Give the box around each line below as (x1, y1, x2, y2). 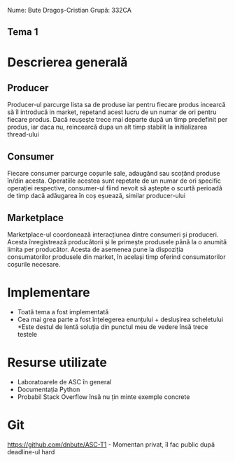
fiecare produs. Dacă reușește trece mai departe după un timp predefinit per (7, 115, 228, 124)
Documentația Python (17, 385, 80, 393)
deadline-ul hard (7, 447, 55, 456)
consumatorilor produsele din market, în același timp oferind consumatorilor (7, 253, 226, 261)
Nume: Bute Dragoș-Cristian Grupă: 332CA (7, 6, 131, 14)
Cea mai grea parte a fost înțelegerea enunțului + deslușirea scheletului (17, 315, 224, 323)
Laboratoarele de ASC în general (17, 377, 112, 386)
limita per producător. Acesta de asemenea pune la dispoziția (7, 245, 184, 254)
